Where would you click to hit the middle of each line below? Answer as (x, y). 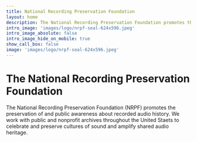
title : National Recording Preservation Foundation (70, 11)
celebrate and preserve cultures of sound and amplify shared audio (87, 126)
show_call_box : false (33, 45)
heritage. (17, 132)
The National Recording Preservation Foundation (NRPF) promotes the (91, 107)
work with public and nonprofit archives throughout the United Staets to (93, 120)
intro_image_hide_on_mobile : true (48, 39)
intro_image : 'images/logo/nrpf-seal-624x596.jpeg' (70, 28)
